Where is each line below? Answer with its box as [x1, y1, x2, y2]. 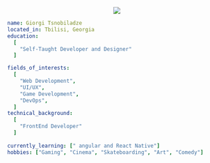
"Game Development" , [19, 91, 79, 98]
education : [7, 32, 39, 40]
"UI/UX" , [19, 84, 45, 91]
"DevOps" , [19, 97, 49, 104]
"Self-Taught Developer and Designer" [19, 45, 132, 52]
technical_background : [7, 110, 73, 117]
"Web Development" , [19, 77, 76, 84]
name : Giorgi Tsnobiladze [7, 20, 82, 26]
